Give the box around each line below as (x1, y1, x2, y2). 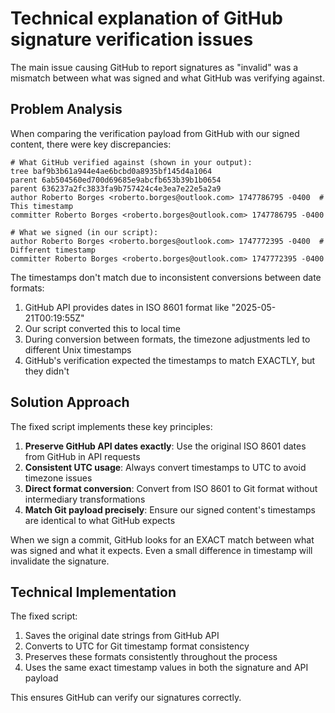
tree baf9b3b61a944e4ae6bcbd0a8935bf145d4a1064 (10, 166, 213, 176)
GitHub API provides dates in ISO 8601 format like (24, 301, 230, 313)
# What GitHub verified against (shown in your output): (10, 157, 253, 167)
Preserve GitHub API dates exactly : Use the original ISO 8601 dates (24, 440, 307, 452)
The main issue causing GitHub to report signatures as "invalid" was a (10, 61, 299, 73)
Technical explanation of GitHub (10, 7, 283, 30)
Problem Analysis (10, 101, 123, 118)
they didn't (24, 365, 70, 377)
